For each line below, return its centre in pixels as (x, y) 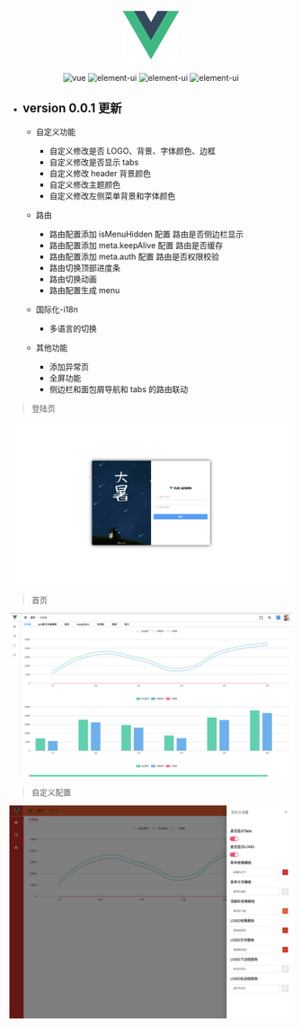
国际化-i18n (57, 309)
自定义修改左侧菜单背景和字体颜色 (112, 195)
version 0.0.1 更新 (72, 108)
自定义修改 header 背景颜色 (100, 173)
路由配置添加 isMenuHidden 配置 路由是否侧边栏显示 (146, 234)
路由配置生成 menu (84, 290)
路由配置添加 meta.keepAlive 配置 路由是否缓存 (136, 245)
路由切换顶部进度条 (85, 267)
